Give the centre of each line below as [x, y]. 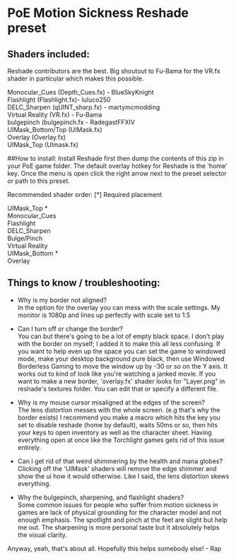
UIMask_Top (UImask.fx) [43, 145]
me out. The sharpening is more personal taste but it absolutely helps [119, 527]
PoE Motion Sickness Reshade [98, 13]
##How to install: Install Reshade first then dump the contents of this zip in [116, 158]
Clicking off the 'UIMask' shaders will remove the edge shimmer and [117, 468]
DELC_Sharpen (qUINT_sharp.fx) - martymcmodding [84, 107]
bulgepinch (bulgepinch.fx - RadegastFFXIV [71, 122]
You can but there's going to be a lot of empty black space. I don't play [121, 336]
